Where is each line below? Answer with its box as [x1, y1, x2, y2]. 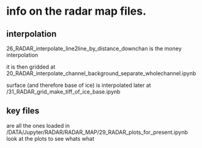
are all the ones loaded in [6, 122, 70, 129]
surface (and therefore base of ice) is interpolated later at [6, 81, 151, 89]
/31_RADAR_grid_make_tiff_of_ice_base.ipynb [6, 88, 121, 95]
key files [6, 106, 40, 116]
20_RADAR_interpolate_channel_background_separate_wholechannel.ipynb [6, 70, 196, 77]
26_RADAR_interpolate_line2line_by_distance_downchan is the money [6, 45, 182, 52]
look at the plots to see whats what [6, 135, 95, 142]
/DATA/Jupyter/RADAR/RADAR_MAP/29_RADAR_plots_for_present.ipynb [6, 128, 189, 136]
